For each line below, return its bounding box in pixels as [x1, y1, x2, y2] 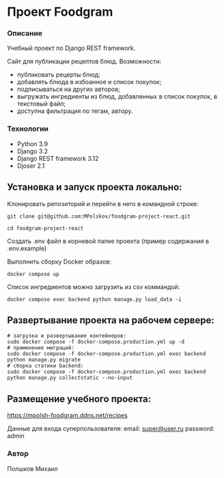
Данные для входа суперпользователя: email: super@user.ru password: [7, 425, 215, 433]
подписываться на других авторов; [16, 85, 121, 93]
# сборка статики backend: [7, 362, 84, 370]
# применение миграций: [7, 344, 75, 351]
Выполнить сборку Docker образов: [7, 257, 111, 266]
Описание [7, 29, 43, 38]
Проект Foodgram [7, 4, 113, 20]
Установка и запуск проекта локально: [7, 181, 182, 193]
